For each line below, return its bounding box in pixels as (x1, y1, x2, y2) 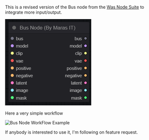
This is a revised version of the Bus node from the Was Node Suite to (5, 4, 145, 10)
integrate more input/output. (5, 9, 62, 15)
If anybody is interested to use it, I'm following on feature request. (5, 129, 138, 135)
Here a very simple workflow (5, 110, 63, 116)
